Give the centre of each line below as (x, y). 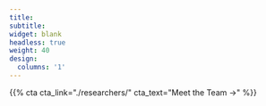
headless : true (38, 42)
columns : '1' (42, 68)
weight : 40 (30, 51)
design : (24, 59)
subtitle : (28, 26)
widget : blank (36, 34)
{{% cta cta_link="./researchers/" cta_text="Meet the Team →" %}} (133, 92)
